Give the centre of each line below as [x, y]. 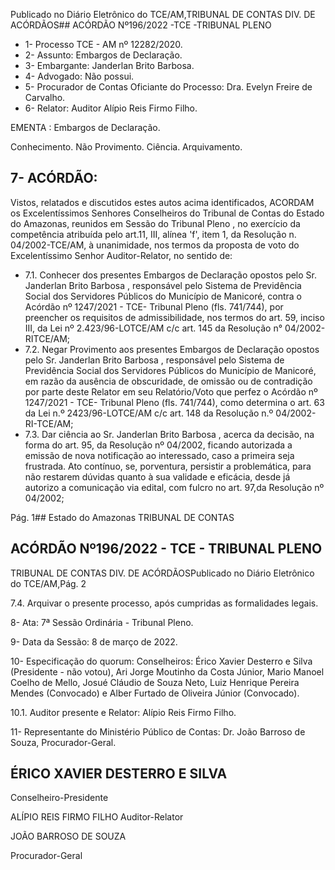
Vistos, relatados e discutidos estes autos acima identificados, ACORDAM [162, 202]
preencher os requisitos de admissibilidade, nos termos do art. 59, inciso [174, 317]
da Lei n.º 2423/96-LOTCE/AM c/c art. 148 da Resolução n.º [149, 413]
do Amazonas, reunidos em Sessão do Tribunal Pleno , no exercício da [155, 223]
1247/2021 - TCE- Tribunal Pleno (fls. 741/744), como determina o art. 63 [174, 402]
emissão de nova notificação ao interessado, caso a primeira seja [159, 455]
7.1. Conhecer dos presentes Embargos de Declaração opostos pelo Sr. [171, 275]
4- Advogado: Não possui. [79, 76]
